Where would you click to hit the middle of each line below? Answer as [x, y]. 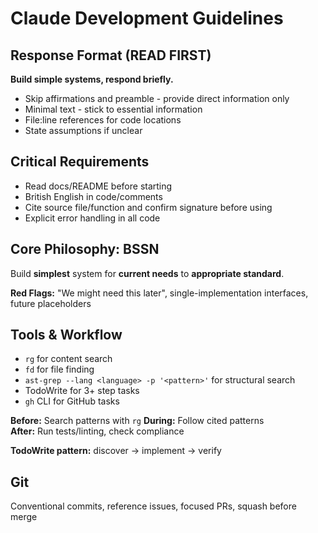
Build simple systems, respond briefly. [92, 79]
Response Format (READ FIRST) [111, 55]
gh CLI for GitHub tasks [72, 401]
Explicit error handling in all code [92, 218]
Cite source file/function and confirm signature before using [148, 207]
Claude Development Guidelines [147, 18]
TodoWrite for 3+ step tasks [82, 391]
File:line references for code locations [103, 120]
